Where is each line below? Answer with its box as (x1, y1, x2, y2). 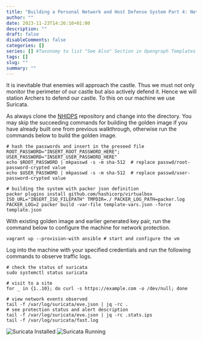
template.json (6, 207, 42, 213)
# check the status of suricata (6, 264, 88, 271)
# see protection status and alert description (6, 307, 129, 313)
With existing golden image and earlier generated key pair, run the (6, 218, 171, 225)
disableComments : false (6, 37, 66, 43)
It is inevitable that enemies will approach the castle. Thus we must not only (6, 82, 195, 89)
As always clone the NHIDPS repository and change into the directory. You (6, 112, 192, 120)
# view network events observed (6, 296, 88, 302)
